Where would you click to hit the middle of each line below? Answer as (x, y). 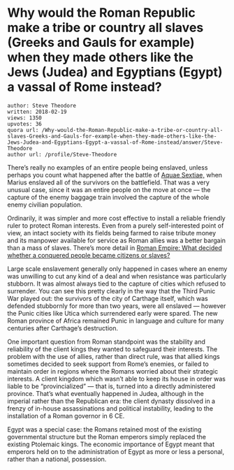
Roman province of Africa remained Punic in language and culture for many (116, 321)
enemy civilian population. (45, 205)
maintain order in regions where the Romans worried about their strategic (113, 371)
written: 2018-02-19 (37, 112)
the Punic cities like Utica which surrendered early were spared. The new (112, 313)
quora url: (23, 130)
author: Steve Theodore (42, 105)
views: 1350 (24, 118)
